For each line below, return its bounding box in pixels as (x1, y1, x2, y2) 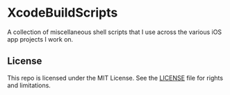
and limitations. (7, 81, 51, 89)
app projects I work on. (7, 35, 74, 43)
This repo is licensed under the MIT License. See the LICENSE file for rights (7, 74, 224, 82)
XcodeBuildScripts (7, 5, 118, 21)
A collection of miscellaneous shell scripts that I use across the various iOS (7, 28, 222, 36)
